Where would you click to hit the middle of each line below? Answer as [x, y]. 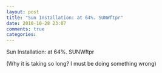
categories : [21, 35]
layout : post [23, 12]
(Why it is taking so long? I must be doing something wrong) [81, 64]
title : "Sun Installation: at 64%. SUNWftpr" [65, 18]
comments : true [25, 29]
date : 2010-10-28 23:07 [36, 23]
